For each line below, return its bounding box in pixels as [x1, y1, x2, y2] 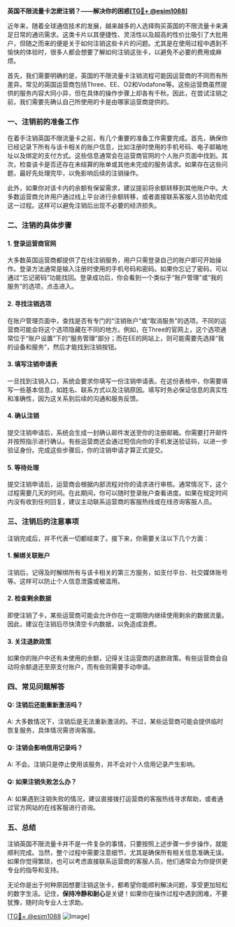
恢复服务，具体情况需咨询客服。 [7, 726, 99, 735]
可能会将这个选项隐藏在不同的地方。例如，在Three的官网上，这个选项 [19, 325, 220, 333]
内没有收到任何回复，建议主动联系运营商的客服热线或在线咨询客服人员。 [7, 498, 215, 506]
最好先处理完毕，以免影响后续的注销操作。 [19, 169, 142, 178]
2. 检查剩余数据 [7, 594, 52, 603]
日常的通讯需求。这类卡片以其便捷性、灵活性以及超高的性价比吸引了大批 [13, 31, 222, 38]
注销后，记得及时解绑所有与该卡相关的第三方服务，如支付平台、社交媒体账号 [7, 568, 228, 576]
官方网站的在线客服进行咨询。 [13, 803, 99, 812]
